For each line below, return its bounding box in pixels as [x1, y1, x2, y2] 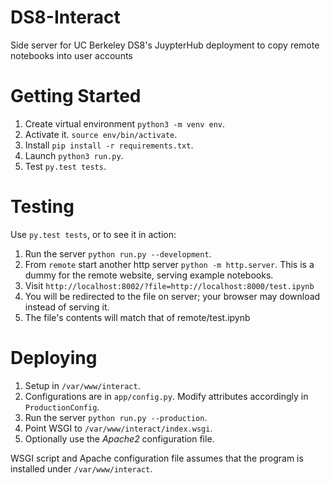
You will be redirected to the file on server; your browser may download [24, 290, 321, 302]
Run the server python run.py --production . [24, 411, 208, 423]
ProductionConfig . [24, 401, 100, 413]
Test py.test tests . [24, 160, 107, 172]
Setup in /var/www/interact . [24, 379, 141, 391]
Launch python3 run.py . [24, 149, 124, 161]
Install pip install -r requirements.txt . [24, 139, 194, 151]
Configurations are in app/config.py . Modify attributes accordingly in [24, 390, 309, 402]
